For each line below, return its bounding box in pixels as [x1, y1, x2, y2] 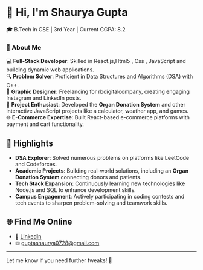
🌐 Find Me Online [6, 217, 72, 227]
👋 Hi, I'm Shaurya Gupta [6, 5, 128, 19]
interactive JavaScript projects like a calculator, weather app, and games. [6, 107, 189, 114]
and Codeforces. [14, 160, 57, 168]
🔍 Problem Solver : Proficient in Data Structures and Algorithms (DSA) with [6, 73, 193, 81]
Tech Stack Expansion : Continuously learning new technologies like [14, 180, 185, 187]
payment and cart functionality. [6, 120, 85, 128]
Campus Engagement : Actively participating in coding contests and [14, 193, 185, 200]
